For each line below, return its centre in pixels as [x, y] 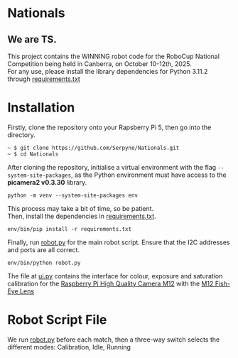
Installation [41, 108]
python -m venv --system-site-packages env [73, 195]
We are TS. [32, 39]
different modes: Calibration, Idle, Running [69, 347]
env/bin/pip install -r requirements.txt [70, 229]
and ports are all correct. [44, 249]
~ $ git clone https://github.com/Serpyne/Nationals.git [93, 148]
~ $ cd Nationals [33, 154]
